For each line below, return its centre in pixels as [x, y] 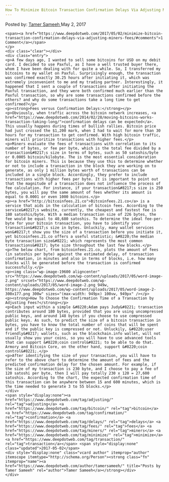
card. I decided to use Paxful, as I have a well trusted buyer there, [82, 64]
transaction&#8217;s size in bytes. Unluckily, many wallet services [80, 227]
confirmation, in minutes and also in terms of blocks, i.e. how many [81, 258]
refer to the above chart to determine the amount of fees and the [77, 360]
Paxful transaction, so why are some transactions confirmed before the [83, 95]
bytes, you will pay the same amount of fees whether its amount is [78, 192]
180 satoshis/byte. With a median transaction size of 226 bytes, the [81, 214]
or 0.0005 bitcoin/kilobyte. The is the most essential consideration [81, 157]
